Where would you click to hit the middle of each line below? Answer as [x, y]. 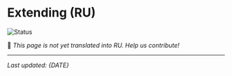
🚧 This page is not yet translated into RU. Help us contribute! [93, 45]
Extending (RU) [51, 13]
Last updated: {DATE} [38, 65]
